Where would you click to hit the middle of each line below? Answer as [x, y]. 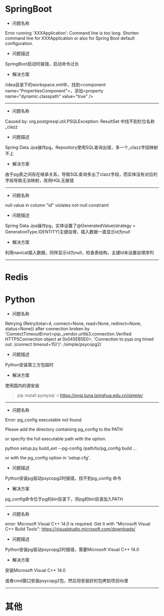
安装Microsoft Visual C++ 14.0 [35, 570]
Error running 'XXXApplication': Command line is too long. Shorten [72, 33]
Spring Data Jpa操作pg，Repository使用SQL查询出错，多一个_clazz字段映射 [82, 147]
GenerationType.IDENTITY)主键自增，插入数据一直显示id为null [68, 231]
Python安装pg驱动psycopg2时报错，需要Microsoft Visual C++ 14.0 [72, 549]
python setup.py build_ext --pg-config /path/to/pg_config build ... [71, 448]
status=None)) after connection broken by [47, 329]
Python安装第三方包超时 [29, 365]
